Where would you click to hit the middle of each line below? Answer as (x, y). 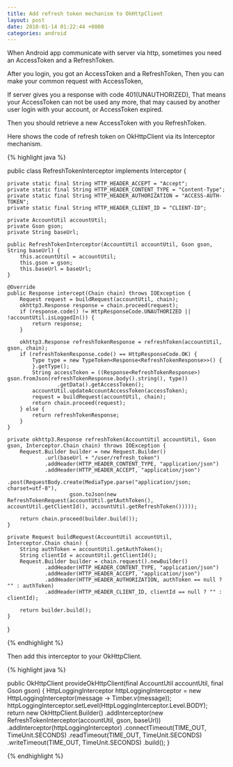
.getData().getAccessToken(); (101, 385)
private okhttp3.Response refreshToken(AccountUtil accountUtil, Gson (112, 440)
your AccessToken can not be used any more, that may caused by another (114, 102)
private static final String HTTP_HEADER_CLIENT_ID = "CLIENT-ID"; (107, 208)
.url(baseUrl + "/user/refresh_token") (102, 458)
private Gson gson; (35, 226)
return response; (57, 324)
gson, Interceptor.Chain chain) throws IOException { (87, 446)
